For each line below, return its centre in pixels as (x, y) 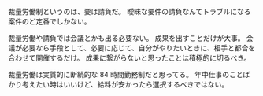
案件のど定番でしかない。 (50, 21)
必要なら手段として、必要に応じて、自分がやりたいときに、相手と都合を (139, 48)
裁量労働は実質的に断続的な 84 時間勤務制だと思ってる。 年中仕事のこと (126, 74)
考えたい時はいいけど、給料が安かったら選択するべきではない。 (125, 84)
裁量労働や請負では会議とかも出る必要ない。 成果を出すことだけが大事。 (126, 38)
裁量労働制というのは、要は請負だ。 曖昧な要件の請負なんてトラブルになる (130, 11)
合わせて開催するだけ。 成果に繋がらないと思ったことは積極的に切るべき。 (130, 58)
